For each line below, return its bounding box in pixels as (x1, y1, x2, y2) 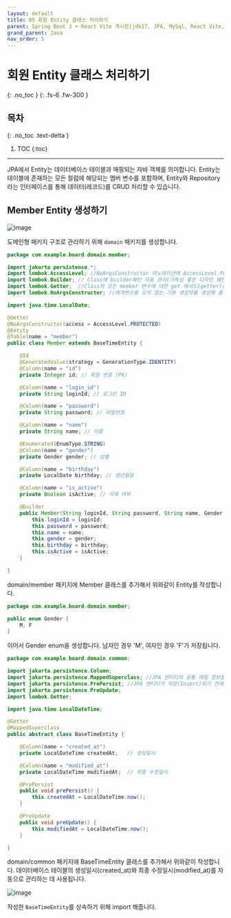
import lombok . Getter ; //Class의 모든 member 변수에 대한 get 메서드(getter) (7, 283, 222, 290)
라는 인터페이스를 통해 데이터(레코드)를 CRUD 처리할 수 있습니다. (7, 182, 181, 190)
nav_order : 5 (7, 36, 45, 43)
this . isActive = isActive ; (32, 549, 109, 555)
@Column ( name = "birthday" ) (19, 466, 100, 473)
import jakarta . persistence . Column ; (7, 668, 112, 675)
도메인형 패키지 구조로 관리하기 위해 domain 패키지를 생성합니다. (7, 237, 178, 245)
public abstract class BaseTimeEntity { (7, 731, 125, 738)
